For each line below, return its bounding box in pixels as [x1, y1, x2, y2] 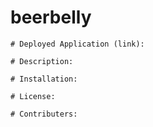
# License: [10, 91, 56, 101]
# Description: [10, 56, 74, 66]
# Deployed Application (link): [10, 39, 145, 49]
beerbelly [10, 6, 92, 29]
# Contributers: [10, 109, 78, 119]
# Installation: [10, 74, 78, 84]
